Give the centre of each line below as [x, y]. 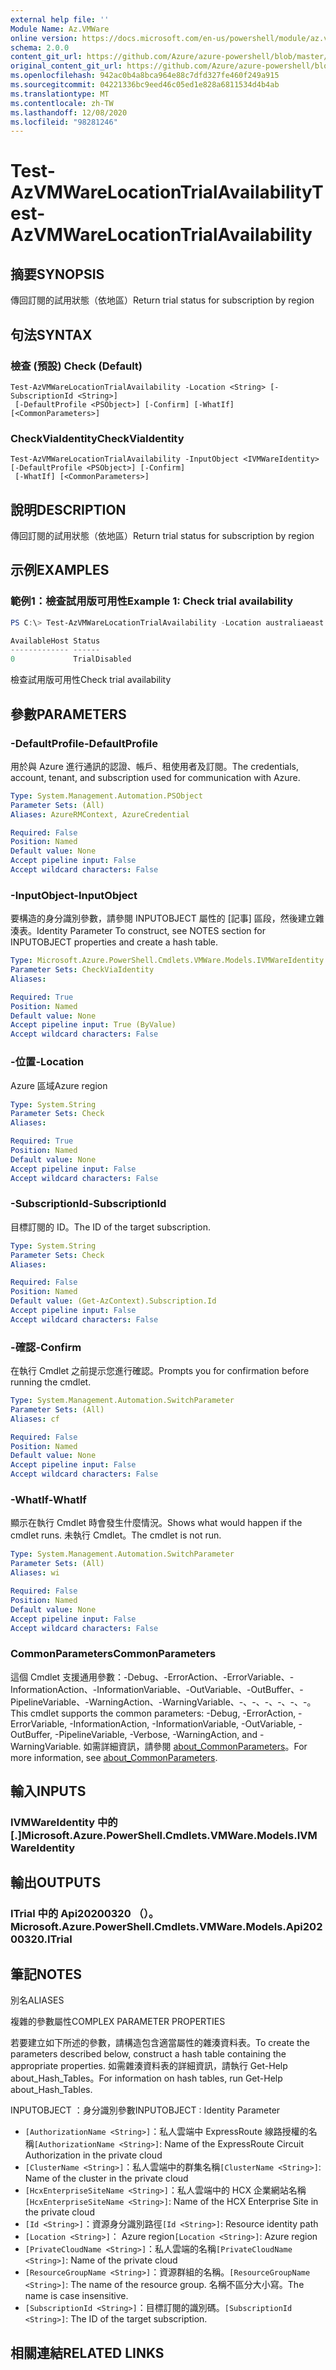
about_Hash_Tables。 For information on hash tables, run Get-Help [146, 2078]
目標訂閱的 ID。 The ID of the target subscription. [110, 1227]
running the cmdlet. [51, 1382]
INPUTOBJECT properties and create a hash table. [114, 942]
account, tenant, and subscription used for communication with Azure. [155, 777]
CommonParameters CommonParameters [113, 1654]
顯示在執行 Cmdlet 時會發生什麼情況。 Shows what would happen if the [156, 1523]
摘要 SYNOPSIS [57, 274]
